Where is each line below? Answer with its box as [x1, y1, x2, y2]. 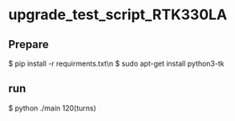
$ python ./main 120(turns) [8, 103, 96, 113]
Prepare [8, 38, 50, 51]
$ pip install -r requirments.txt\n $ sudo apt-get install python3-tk [8, 58, 225, 68]
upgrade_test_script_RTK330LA [8, 6, 228, 24]
